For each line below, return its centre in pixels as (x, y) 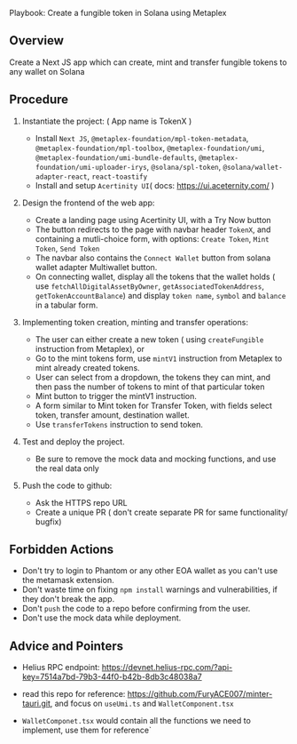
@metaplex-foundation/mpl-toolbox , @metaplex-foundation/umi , (150, 148)
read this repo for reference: (74, 694)
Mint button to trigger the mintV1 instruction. (116, 396)
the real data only (67, 468)
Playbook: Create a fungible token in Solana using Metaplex (118, 13)
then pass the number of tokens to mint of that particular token (150, 387)
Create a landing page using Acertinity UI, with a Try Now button (153, 220)
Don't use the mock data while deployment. (102, 618)
